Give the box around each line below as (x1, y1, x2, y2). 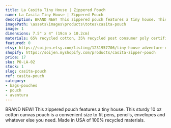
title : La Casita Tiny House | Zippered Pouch (5, 7, 106, 13)
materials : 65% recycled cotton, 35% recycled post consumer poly (5, 36, 149, 41)
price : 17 (5, 54, 26, 60)
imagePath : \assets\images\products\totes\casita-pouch (5, 21, 126, 27)
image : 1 (5, 26, 24, 31)
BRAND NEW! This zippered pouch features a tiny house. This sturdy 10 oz (5, 106, 162, 112)
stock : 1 (5, 64, 24, 69)
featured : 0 (5, 41, 31, 46)
